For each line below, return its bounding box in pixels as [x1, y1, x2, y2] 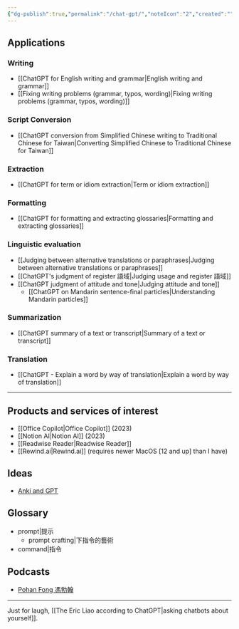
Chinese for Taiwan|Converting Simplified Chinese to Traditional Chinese [17, 138, 232, 147]
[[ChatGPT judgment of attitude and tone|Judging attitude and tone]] [17, 279, 220, 288]
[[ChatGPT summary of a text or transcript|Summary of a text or [17, 328, 206, 337]
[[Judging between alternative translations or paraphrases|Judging [17, 256, 215, 264]
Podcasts [7, 566, 51, 578]
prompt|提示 [17, 526, 54, 535]
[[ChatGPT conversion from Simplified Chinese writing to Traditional [17, 131, 218, 140]
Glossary [7, 507, 48, 519]
